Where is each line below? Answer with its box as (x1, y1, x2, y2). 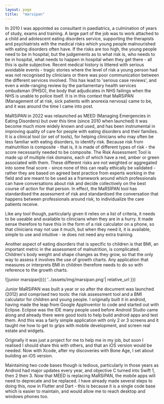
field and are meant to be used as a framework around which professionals (5, 175, 157, 181)
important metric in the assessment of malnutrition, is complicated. (5, 246, 141, 252)
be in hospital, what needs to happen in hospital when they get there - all (5, 56, 152, 62)
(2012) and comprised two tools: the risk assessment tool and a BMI (5, 291, 142, 297)
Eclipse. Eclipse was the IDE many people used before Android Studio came (5, 307, 158, 312)
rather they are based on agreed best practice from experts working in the (5, 170, 155, 176)
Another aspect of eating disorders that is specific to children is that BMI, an (5, 241, 159, 247)
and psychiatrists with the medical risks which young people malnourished (5, 41, 156, 47)
